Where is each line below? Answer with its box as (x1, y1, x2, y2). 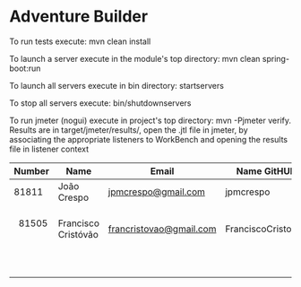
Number (13, 164, 49, 177)
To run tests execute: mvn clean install (9, 36, 151, 47)
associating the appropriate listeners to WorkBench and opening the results (9, 134, 288, 144)
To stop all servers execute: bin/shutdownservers (9, 97, 192, 109)
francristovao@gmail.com (107, 222, 217, 235)
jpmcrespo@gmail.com (107, 186, 206, 198)
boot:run (9, 63, 41, 74)
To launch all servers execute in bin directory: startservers (9, 80, 224, 91)
